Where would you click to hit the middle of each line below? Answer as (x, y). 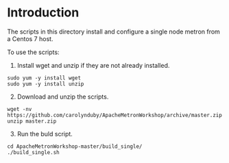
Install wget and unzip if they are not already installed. (93, 65)
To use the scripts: (33, 52)
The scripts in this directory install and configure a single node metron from (114, 32)
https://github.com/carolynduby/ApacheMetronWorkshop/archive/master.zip (115, 115)
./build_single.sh (33, 152)
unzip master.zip (32, 121)
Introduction (43, 13)
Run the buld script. (45, 134)
